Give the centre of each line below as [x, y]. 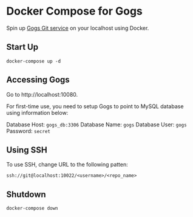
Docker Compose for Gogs [74, 11]
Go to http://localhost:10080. [42, 94]
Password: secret [28, 131]
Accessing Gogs [38, 80]
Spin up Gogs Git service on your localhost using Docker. [78, 28]
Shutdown [26, 194]
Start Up [22, 47]
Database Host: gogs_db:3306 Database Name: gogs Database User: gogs [96, 124]
